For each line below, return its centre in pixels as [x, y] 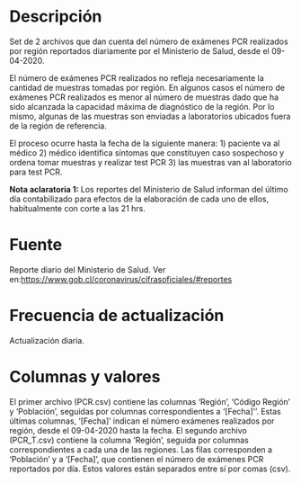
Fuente [36, 245]
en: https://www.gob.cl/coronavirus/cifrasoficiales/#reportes [121, 279]
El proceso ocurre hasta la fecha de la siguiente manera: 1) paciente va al [145, 143]
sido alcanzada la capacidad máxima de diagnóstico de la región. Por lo [142, 106]
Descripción [56, 17]
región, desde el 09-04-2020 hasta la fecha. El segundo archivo [128, 430]
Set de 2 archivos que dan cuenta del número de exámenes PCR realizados [149, 41]
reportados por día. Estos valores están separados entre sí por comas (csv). [150, 469]
